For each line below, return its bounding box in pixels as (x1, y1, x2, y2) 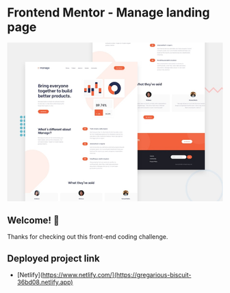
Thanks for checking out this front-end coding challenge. (7, 233, 168, 241)
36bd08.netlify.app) (16, 278, 73, 286)
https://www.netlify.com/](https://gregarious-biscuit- (42, 271, 192, 279)
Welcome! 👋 (7, 214, 60, 226)
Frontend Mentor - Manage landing (7, 5, 210, 21)
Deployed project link (7, 253, 101, 264)
